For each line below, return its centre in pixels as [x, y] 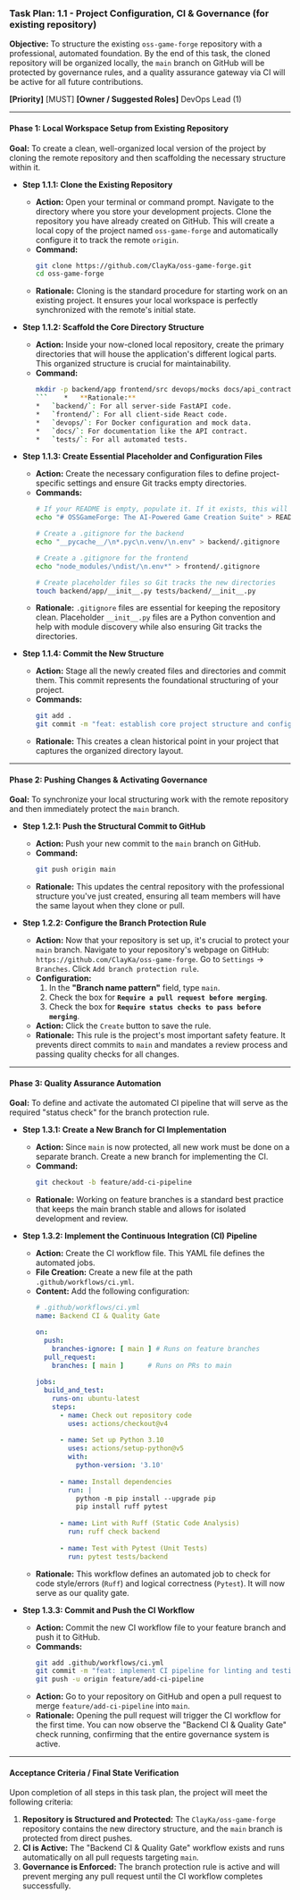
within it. [25, 167]
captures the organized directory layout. [109, 751]
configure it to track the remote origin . [107, 240]
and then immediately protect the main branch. [95, 809]
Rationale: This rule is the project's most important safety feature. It [160, 1035]
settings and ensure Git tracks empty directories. [157, 483]
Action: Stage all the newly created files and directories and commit [161, 671]
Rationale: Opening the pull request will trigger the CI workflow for [158, 1716]
